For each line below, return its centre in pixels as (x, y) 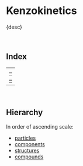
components (30, 144)
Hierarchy (25, 113)
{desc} (14, 27)
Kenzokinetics (41, 11)
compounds (29, 157)
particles (25, 138)
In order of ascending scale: (40, 126)
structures (27, 150)
